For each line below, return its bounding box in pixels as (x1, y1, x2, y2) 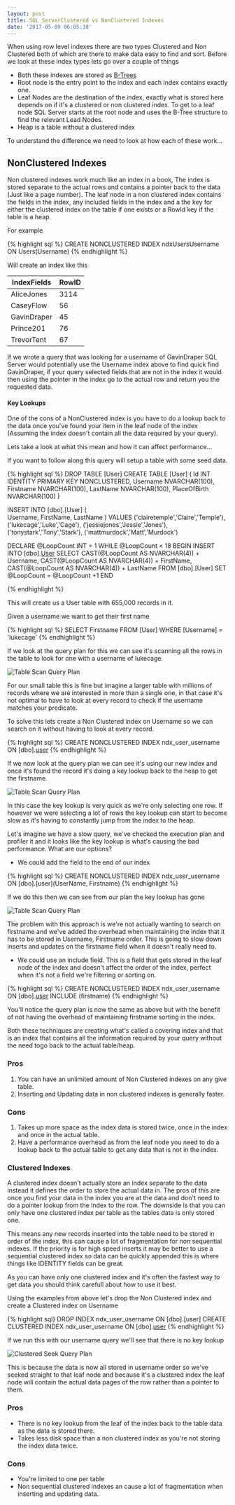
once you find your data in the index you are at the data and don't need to (7, 1194, 220, 1202)
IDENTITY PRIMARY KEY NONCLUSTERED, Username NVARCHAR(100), (7, 477, 215, 486)
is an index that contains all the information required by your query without (7, 1034, 222, 1043)
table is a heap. (7, 213, 52, 221)
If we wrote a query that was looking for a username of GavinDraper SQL (7, 353, 218, 362)
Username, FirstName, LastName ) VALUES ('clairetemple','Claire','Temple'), (7, 513, 226, 522)
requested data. (7, 383, 53, 391)
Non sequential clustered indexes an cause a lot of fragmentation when (17, 1482, 224, 1490)
